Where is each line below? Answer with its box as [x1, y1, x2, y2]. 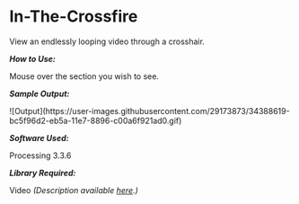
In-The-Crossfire [9, 6, 138, 27]
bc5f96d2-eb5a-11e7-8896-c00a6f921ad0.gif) [9, 115, 182, 126]
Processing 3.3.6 [9, 150, 72, 161]
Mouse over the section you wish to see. [9, 70, 160, 82]
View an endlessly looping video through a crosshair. [9, 36, 205, 47]
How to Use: [9, 53, 57, 64]
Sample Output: [9, 88, 70, 99]
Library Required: [9, 167, 76, 178]
